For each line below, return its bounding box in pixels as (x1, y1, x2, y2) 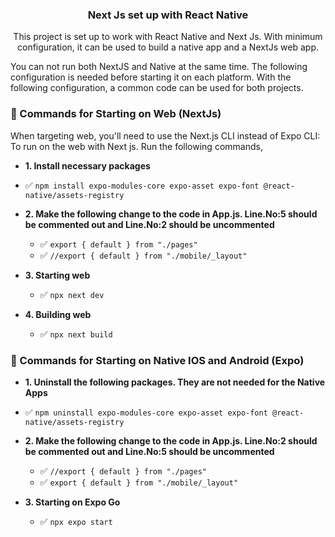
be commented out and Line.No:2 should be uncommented (24, 218, 275, 230)
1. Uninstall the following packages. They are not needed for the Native (24, 376, 326, 388)
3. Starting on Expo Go (24, 496, 121, 508)
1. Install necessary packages (24, 159, 151, 172)
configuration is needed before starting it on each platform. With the (10, 71, 292, 83)
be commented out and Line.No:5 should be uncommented (24, 445, 275, 457)
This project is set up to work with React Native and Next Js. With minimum (13, 31, 323, 43)
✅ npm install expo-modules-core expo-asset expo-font (24, 179, 260, 191)
